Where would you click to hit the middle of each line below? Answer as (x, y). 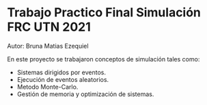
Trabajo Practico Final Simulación (104, 13)
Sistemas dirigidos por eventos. (61, 72)
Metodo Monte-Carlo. (47, 87)
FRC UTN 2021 (49, 27)
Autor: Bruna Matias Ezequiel (48, 46)
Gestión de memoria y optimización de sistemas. (85, 94)
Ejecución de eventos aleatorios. (63, 79)
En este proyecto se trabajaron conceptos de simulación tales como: (104, 59)
